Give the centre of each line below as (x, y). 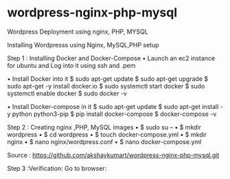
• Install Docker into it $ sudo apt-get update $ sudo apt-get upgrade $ (107, 79)
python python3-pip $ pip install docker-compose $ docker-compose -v (114, 114)
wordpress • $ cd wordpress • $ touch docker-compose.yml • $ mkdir (107, 134)
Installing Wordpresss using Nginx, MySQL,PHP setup (83, 45)
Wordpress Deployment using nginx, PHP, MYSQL (78, 32)
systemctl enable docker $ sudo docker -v (67, 93)
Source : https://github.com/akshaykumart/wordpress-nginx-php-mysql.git (113, 155)
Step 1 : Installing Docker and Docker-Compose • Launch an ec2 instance (111, 58)
